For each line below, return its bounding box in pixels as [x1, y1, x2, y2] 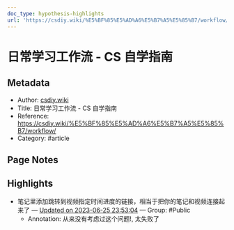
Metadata [7, 77, 50, 89]
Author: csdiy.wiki [17, 95, 69, 104]
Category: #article [17, 134, 70, 142]
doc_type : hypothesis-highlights [7, 10, 104, 17]
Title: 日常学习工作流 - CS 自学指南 [17, 104, 117, 112]
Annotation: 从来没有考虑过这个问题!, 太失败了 [27, 214, 160, 223]
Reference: [17, 112, 49, 120]
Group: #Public [147, 206, 191, 214]
